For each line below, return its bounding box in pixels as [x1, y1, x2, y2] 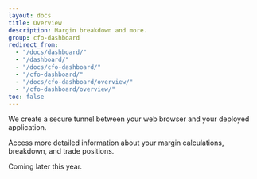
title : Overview [8, 19, 62, 27]
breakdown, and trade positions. [8, 147, 115, 156]
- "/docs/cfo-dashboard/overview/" [15, 78, 134, 86]
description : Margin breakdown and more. [8, 26, 148, 34]
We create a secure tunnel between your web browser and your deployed [8, 114, 250, 124]
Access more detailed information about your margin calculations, [8, 138, 224, 147]
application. [8, 123, 47, 132]
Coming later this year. [8, 162, 82, 171]
